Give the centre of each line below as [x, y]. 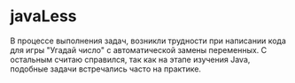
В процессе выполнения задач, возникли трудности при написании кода [148, 41]
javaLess [44, 16]
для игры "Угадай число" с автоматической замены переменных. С [139, 49]
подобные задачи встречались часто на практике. [106, 69]
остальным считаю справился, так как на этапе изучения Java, [130, 59]
